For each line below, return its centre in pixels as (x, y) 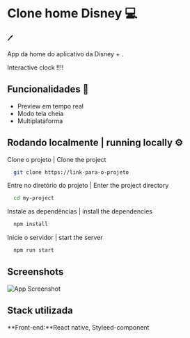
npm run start (34, 250)
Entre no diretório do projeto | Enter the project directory (88, 186)
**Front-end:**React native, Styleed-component (78, 327)
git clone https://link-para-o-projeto (71, 172)
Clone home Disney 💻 (72, 14)
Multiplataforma (40, 121)
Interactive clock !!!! (35, 67)
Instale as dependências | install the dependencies (80, 211)
